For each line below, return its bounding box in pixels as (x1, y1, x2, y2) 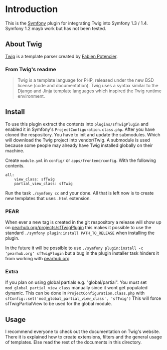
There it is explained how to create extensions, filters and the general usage (5, 334, 162, 340)
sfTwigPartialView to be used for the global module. (5, 301, 112, 307)
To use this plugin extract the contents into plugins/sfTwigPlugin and (5, 121, 149, 127)
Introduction (5, 4, 58, 15)
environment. (17, 93, 45, 99)
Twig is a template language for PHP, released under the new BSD (17, 77, 154, 83)
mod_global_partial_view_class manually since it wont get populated (5, 285, 148, 291)
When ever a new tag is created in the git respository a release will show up (5, 219, 161, 225)
